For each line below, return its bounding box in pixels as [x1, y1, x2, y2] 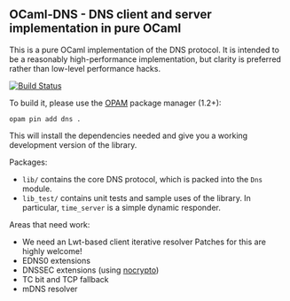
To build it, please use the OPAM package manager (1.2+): [9, 97, 222, 108]
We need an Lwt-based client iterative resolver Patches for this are [21, 236, 266, 247]
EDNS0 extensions [21, 255, 91, 266]
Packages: [9, 157, 48, 167]
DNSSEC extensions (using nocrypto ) [21, 265, 160, 275]
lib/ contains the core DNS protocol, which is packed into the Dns [21, 174, 263, 184]
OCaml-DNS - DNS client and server [9, 7, 213, 22]
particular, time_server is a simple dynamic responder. [21, 202, 222, 212]
